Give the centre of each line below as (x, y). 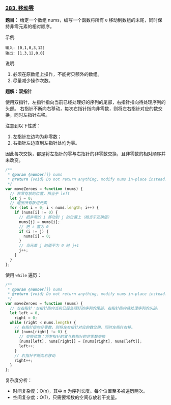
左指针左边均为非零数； (37, 137)
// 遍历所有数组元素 (28, 203)
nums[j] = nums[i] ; (39, 222)
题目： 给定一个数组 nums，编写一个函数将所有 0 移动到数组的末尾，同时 (82, 20)
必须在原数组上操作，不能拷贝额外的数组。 (57, 74)
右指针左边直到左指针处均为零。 (46, 143)
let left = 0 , (25, 313)
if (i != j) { (34, 231)
